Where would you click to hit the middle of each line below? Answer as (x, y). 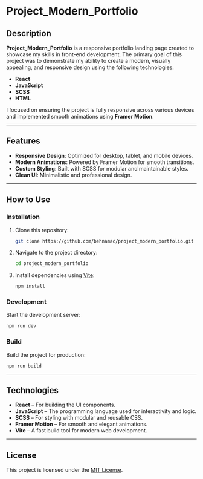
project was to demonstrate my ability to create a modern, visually (89, 61)
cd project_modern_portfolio (52, 264)
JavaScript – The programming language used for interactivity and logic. (106, 411)
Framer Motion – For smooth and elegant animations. (81, 424)
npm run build (24, 366)
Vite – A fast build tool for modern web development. (81, 431)
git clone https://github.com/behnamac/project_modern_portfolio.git (105, 241)
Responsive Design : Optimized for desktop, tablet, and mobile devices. (104, 155)
